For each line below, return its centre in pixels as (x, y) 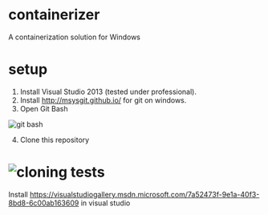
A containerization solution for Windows (74, 37)
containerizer (54, 15)
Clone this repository (55, 140)
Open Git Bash (44, 108)
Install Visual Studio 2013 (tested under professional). (108, 91)
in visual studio (106, 203)
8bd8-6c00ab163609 (44, 203)
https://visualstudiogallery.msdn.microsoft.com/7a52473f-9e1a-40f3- (144, 194)
